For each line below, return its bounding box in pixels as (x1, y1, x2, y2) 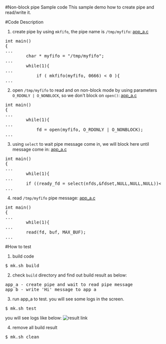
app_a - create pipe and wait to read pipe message (5, 282, 133, 287)
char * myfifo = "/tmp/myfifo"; (26, 53, 105, 58)
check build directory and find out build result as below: (12, 272, 127, 278)
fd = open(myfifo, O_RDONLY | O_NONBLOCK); (36, 127, 143, 132)
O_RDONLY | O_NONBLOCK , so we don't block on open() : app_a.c (12, 93, 137, 98)
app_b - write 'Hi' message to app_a (5, 287, 97, 292)
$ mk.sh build (5, 263, 40, 268)
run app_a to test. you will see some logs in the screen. (12, 296, 124, 302)
